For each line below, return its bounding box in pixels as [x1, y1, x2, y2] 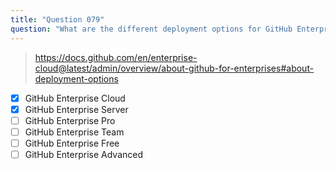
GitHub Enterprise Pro [24, 114, 116, 126]
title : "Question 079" [10, 14, 105, 25]
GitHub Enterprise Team [24, 126, 125, 138]
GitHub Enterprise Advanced [24, 148, 143, 160]
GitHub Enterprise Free [24, 137, 120, 149]
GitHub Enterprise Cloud [24, 92, 126, 104]
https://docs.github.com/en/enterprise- [34, 51, 198, 63]
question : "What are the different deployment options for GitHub [10, 24, 293, 34]
